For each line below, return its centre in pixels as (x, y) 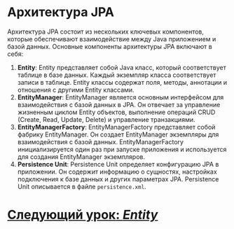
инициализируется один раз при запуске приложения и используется (122, 149)
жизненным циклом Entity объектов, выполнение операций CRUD (116, 112)
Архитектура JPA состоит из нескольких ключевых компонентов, (106, 32)
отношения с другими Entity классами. (76, 90)
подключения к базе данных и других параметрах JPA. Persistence (118, 179)
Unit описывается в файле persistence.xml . (82, 186)
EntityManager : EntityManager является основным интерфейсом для (121, 97)
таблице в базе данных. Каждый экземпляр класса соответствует (117, 75)
